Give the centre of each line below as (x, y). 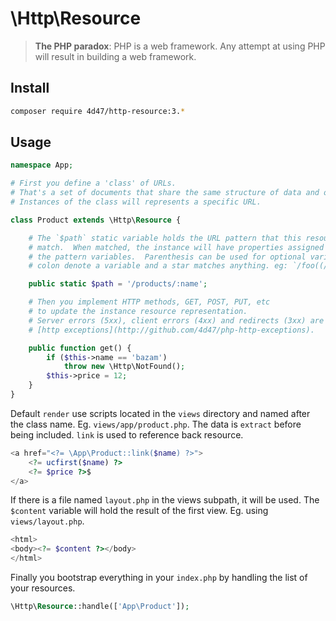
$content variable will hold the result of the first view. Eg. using (139, 511)
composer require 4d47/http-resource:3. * (98, 111)
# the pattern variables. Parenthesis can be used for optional (167, 257)
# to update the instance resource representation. (138, 312)
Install (30, 88)
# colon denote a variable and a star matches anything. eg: (158, 266)
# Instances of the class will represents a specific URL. (136, 202)
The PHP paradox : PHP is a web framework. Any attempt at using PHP (180, 46)
